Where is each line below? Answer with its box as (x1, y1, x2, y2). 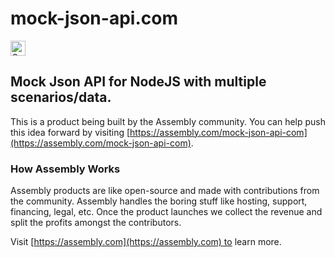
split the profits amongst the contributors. (10, 217, 182, 229)
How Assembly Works (10, 162, 121, 176)
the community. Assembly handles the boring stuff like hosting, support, (10, 195, 308, 207)
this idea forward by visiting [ (10, 126, 131, 138)
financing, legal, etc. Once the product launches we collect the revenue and (10, 206, 323, 218)
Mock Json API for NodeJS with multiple (10, 73, 267, 91)
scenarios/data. (10, 89, 112, 106)
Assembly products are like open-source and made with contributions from (10, 185, 320, 197)
